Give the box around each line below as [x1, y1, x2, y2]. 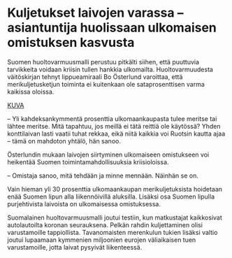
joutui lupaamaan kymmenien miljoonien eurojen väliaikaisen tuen [7, 236, 196, 244]
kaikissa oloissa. [7, 87, 55, 96]
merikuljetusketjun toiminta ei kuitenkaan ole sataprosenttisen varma [7, 80, 205, 88]
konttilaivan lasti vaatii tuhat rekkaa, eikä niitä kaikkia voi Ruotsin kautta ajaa [7, 129, 226, 138]
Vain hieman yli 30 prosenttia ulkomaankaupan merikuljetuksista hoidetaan [7, 185, 222, 193]
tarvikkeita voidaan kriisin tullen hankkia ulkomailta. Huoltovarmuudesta [7, 65, 213, 73]
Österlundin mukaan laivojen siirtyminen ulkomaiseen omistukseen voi [7, 150, 210, 159]
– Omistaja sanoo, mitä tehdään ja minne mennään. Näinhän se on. [7, 171, 199, 180]
